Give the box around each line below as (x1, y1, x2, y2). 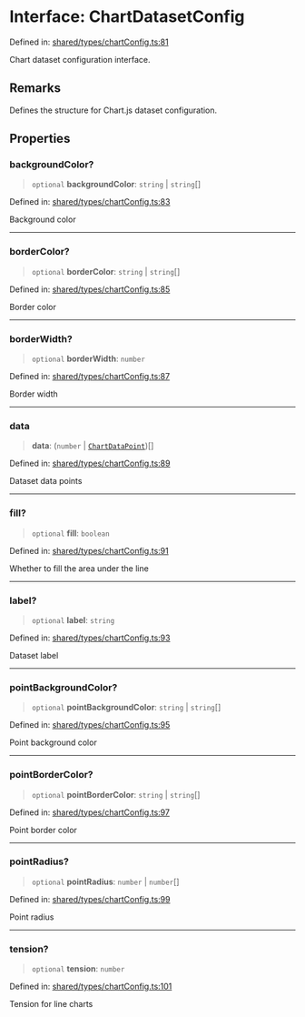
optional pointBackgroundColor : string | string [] (31, 702, 221, 713)
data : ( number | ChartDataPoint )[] (31, 440, 154, 451)
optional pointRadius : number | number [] (31, 876, 180, 887)
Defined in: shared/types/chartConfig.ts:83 (9, 196, 171, 207)
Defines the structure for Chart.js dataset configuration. (9, 105, 218, 116)
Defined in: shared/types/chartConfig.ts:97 (9, 807, 171, 818)
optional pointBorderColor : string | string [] (31, 789, 201, 800)
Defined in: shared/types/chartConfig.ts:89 (9, 458, 171, 469)
